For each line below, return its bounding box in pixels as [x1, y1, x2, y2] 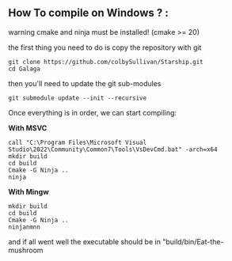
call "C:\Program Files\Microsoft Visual [8, 138, 147, 146]
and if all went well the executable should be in [8, 236, 161, 246]
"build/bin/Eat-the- [162, 236, 224, 246]
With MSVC [8, 123, 48, 133]
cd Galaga [8, 65, 41, 73]
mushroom [8, 245, 44, 255]
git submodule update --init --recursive [8, 94, 147, 102]
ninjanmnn [8, 223, 41, 231]
